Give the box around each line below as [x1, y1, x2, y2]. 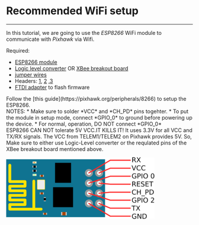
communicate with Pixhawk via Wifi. [6, 36, 95, 43]
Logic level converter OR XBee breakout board [14, 65, 129, 72]
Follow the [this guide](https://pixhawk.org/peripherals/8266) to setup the [6, 95, 187, 102]
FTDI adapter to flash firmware [14, 83, 90, 91]
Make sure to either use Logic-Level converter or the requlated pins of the [6, 139, 187, 146]
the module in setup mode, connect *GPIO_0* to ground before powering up [6, 114, 192, 121]
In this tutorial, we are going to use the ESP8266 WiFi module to [6, 29, 162, 36]
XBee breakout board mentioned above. [6, 145, 104, 152]
